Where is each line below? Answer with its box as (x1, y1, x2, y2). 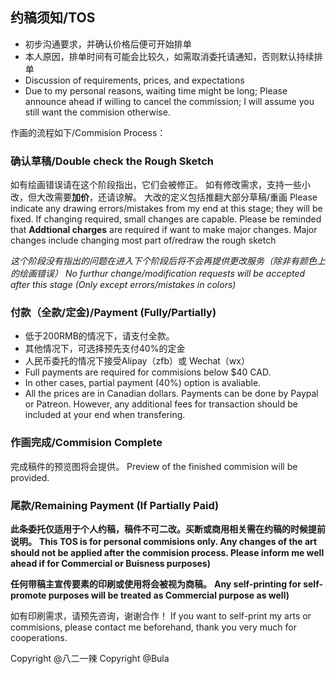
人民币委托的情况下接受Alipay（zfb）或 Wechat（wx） (24, 355, 250, 367)
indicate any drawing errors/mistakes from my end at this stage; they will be (10, 203, 323, 215)
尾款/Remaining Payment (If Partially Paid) (10, 498, 220, 512)
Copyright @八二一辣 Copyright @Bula (10, 653, 170, 664)
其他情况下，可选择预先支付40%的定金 (24, 343, 186, 355)
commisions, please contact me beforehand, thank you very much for (10, 621, 297, 633)
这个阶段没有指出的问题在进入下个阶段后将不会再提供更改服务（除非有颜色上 (10, 255, 326, 267)
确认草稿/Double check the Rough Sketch (10, 154, 214, 168)
